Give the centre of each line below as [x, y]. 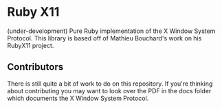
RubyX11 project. [31, 45]
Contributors [35, 67]
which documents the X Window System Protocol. [78, 98]
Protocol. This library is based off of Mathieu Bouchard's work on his [104, 38]
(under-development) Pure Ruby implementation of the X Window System [111, 31]
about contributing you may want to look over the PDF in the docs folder [109, 90]
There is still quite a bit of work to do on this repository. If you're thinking [110, 84]
